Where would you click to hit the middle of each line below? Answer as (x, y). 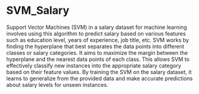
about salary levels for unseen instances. (57, 84)
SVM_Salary (38, 11)
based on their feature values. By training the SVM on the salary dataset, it (99, 72)
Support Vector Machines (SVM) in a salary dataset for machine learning (97, 27)
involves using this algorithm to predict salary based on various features (96, 33)
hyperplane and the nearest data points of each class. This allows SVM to (98, 59)
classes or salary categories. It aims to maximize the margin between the (97, 52)
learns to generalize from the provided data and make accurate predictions (99, 78)
